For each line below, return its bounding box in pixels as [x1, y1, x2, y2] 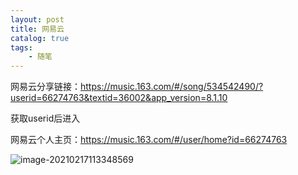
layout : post [10, 14, 65, 25]
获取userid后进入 [10, 112, 81, 125]
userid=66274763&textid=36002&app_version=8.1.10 [10, 92, 228, 104]
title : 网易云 [10, 24, 65, 34]
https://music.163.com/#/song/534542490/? [80, 81, 264, 93]
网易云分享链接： [10, 81, 81, 93]
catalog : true [10, 33, 70, 43]
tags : [10, 42, 33, 53]
